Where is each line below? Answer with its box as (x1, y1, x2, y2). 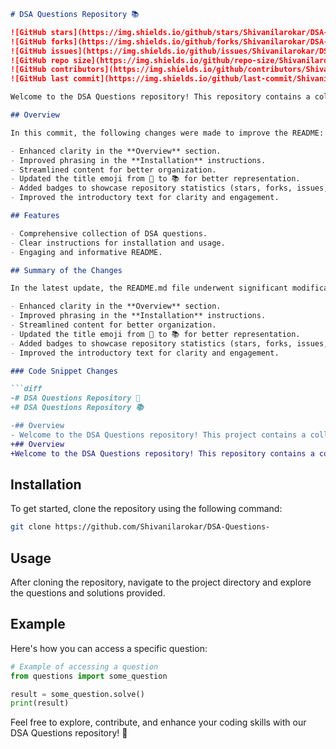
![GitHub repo (10, 55, 70, 65)
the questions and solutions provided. (10, 587, 166, 599)
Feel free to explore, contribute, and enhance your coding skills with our (10, 716, 307, 729)
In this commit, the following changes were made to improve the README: (10, 128, 325, 138)
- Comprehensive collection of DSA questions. (10, 228, 208, 239)
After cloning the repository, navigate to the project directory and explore (10, 576, 312, 588)
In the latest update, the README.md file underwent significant (10, 283, 288, 294)
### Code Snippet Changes (10, 366, 118, 376)
